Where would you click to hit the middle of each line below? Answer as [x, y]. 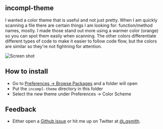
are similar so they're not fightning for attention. [54, 46]
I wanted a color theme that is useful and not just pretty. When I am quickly [81, 20]
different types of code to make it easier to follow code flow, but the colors [81, 41]
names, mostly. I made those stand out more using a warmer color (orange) [82, 30]
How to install [27, 71]
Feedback [21, 109]
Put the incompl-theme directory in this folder [58, 88]
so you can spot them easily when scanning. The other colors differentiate [81, 36]
